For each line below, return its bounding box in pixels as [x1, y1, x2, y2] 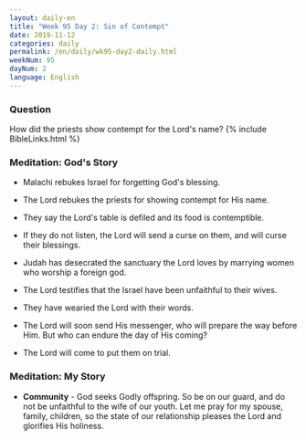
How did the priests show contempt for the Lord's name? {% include [9, 124, 268, 135]
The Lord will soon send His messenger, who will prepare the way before [22, 320, 298, 331]
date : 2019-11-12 [9, 30, 76, 39]
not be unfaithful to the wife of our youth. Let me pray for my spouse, [22, 401, 283, 412]
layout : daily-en [9, 13, 76, 23]
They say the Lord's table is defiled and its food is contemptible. [22, 212, 265, 224]
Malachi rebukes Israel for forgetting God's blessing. [22, 177, 221, 188]
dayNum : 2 [9, 65, 47, 74]
